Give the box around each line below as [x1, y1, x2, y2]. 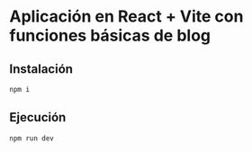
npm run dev [9, 133, 54, 143]
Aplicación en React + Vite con [9, 6, 244, 27]
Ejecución [9, 110, 67, 125]
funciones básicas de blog [9, 25, 211, 46]
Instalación [9, 61, 74, 76]
